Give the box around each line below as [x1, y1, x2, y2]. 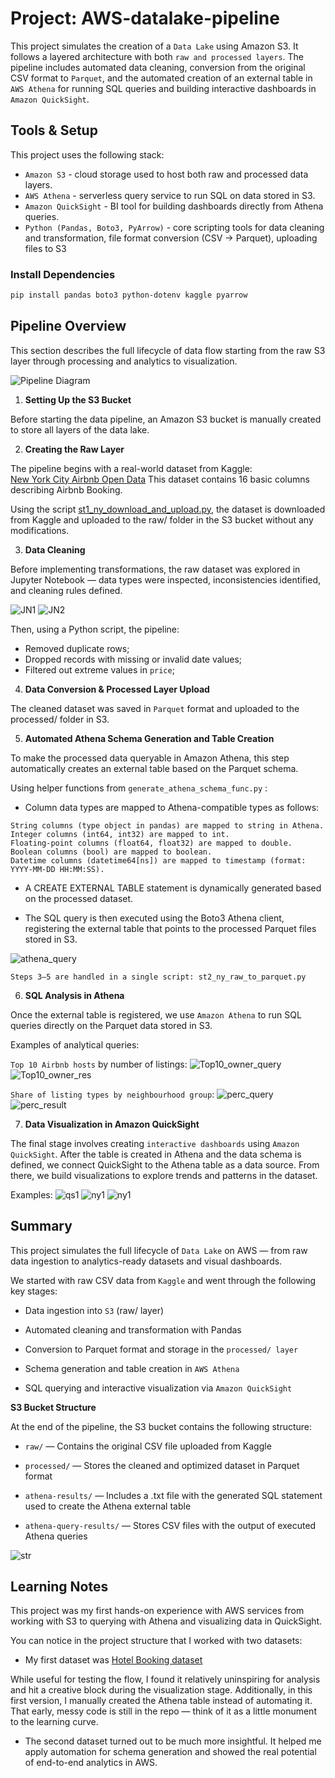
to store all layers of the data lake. [10, 423, 150, 436]
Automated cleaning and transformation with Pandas [24, 1323, 242, 1336]
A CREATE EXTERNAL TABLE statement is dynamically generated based [24, 882, 322, 894]
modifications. [10, 524, 70, 536]
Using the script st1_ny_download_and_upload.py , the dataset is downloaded [10, 503, 326, 515]
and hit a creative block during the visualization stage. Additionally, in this [10, 1684, 313, 1696]
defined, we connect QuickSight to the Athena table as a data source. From [10, 1158, 320, 1171]
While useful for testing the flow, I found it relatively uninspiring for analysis [10, 1673, 321, 1686]
